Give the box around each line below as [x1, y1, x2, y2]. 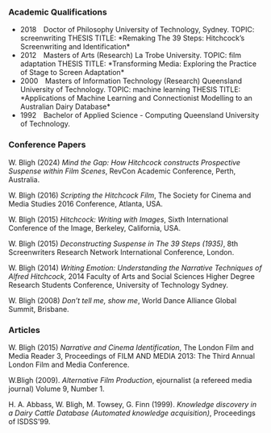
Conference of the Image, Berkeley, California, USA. [8, 223, 181, 232]
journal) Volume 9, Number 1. [8, 384, 105, 393]
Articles [8, 324, 40, 335]
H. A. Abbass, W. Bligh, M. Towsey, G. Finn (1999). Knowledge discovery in [8, 399, 256, 409]
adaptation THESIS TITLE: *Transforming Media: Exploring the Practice [19, 59, 256, 69]
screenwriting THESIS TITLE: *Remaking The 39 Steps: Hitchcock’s [19, 33, 245, 43]
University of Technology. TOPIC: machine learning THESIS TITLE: [19, 85, 241, 94]
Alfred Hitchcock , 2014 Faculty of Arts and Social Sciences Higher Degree [8, 271, 256, 281]
